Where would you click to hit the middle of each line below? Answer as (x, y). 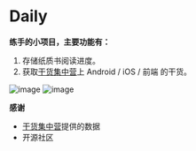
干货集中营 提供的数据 (61, 126)
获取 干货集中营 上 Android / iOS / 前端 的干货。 (107, 72)
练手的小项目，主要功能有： (60, 42)
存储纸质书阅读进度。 (61, 60)
